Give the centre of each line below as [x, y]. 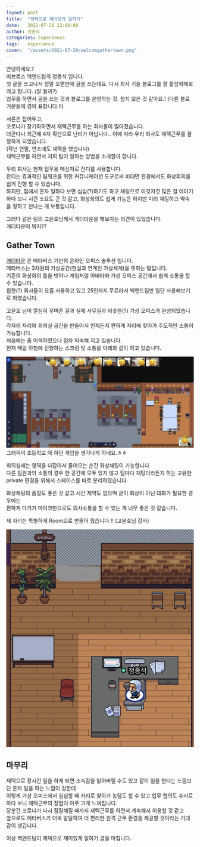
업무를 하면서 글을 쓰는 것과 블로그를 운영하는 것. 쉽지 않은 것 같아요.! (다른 [93, 98]
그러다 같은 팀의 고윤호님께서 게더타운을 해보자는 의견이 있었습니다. [84, 218]
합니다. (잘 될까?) [37, 91]
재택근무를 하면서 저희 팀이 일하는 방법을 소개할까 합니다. [72, 156]
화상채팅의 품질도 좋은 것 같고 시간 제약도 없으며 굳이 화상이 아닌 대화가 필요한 [97, 493]
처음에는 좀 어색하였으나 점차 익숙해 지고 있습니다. [64, 340]
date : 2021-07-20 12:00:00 [42, 25]
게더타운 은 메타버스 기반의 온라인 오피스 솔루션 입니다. [70, 260]
